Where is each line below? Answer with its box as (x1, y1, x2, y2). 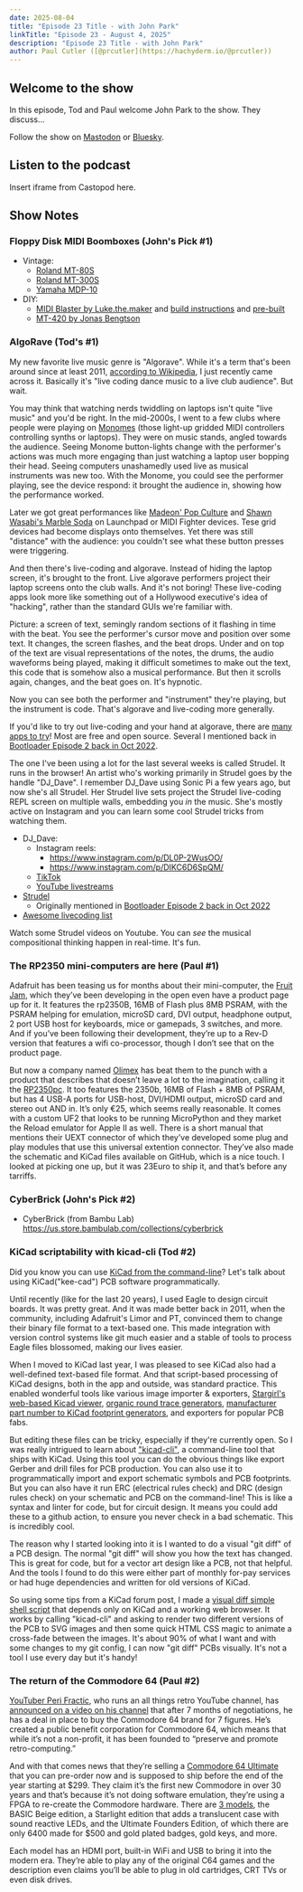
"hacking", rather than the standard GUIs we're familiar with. (9, 601, 233, 611)
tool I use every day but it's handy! (9, 1651, 138, 1662)
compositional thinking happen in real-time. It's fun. (9, 937, 201, 948)
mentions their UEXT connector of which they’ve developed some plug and (9, 1132, 289, 1143)
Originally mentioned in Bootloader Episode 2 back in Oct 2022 (35, 900, 271, 911)
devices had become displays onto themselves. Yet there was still (9, 525, 254, 536)
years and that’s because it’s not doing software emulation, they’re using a (9, 1789, 286, 1800)
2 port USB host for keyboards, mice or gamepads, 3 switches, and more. (9, 1018, 283, 1029)
